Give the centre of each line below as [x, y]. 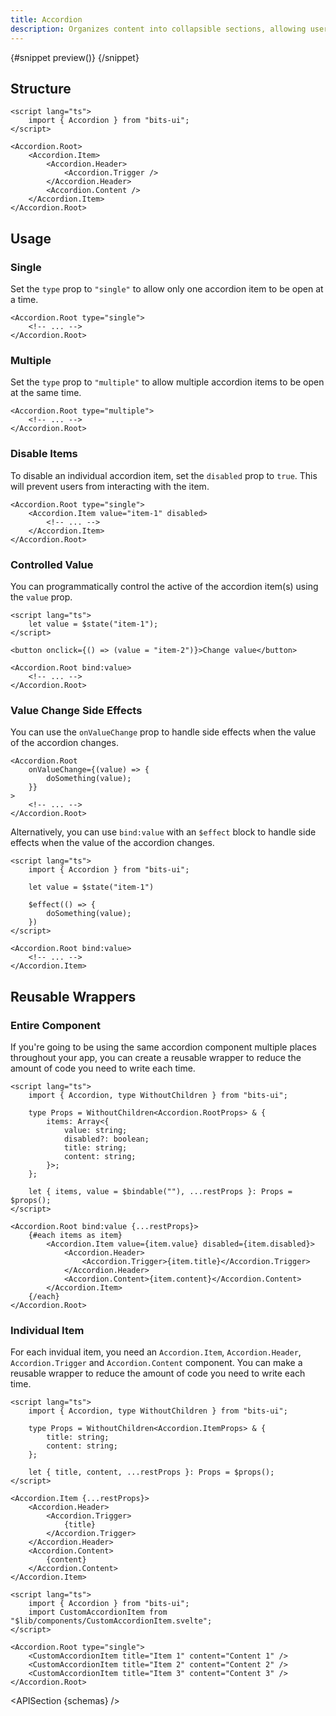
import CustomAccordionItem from [98, 1612]
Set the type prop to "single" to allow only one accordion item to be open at [167, 289]
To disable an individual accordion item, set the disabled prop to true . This [164, 475]
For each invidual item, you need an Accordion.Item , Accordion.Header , [156, 1352]
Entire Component [55, 1025]
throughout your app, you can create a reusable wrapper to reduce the [156, 1057]
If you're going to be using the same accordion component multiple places [163, 1047]
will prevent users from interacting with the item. [110, 486]
